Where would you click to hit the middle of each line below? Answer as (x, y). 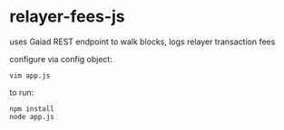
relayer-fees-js (67, 17)
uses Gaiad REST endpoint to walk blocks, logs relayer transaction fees (142, 42)
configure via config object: (61, 59)
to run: (22, 92)
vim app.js (30, 75)
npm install (32, 109)
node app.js (32, 116)
